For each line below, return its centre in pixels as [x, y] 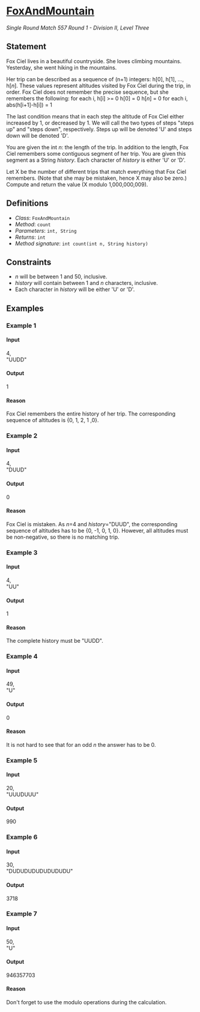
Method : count [33, 224]
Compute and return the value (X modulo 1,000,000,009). [77, 184]
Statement [26, 47]
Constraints [29, 262]
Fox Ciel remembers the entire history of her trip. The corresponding [91, 414]
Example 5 [22, 760]
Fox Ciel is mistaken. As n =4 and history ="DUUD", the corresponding [92, 524]
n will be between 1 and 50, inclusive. [61, 277]
